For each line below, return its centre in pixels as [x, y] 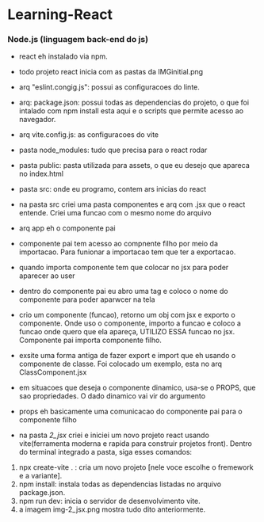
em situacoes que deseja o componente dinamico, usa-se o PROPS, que [137, 388]
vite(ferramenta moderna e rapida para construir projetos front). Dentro [136, 444]
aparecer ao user [47, 276]
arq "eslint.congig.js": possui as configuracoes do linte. [109, 87]
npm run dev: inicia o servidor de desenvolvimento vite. [110, 501]
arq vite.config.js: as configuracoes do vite [89, 135]
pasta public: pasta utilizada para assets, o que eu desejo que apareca [134, 166]
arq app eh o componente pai [67, 228]
